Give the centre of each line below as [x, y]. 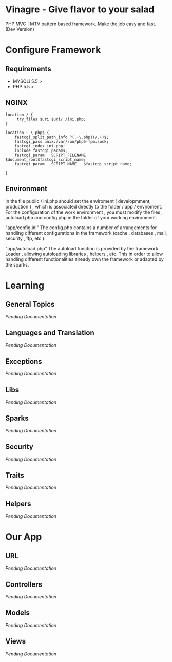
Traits [15, 475]
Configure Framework [53, 50]
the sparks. [17, 264]
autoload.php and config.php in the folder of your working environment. [81, 217]
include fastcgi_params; [41, 150]
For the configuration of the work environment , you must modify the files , [84, 212]
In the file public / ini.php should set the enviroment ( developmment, [78, 201]
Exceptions [24, 361]
